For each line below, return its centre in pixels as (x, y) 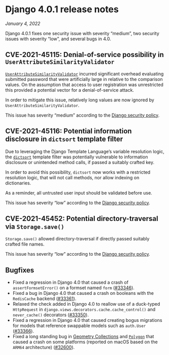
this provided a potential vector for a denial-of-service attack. (70, 90)
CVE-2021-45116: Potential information (69, 131)
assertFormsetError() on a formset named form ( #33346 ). (73, 288)
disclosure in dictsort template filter (64, 139)
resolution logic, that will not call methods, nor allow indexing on (72, 177)
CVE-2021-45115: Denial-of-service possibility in (84, 55)
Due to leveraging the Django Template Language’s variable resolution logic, (85, 151)
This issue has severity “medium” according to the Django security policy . (82, 115)
